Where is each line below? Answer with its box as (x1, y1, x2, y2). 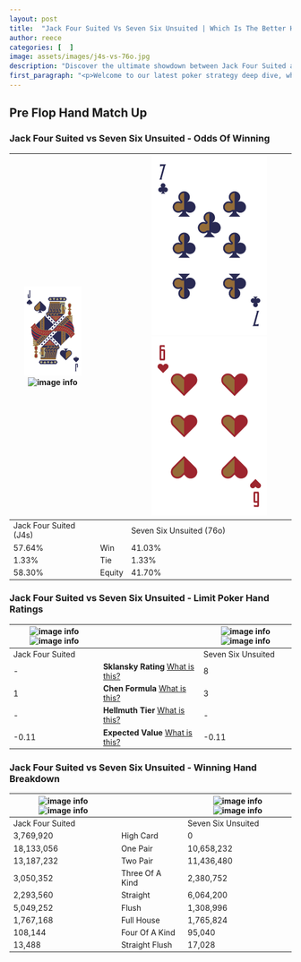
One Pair (120, 843, 153, 854)
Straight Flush (120, 940, 173, 950)
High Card (120, 830, 159, 841)
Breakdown (9, 773, 60, 786)
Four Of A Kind (120, 927, 176, 938)
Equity (99, 567, 124, 578)
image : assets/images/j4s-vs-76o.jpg (9, 52, 150, 62)
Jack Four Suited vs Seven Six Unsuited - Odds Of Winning (9, 133, 271, 145)
